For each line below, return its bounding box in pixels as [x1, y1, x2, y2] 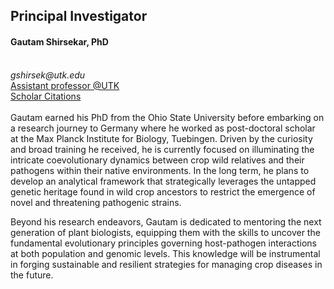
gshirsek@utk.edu [10, 69, 86, 81]
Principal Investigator [10, 8, 148, 25]
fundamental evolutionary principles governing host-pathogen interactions [10, 237, 317, 249]
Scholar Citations [10, 90, 82, 102]
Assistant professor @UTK [10, 79, 120, 91]
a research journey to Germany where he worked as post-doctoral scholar [10, 122, 316, 134]
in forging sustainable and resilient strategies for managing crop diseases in [10, 258, 323, 270]
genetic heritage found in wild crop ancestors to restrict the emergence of [10, 185, 316, 198]
